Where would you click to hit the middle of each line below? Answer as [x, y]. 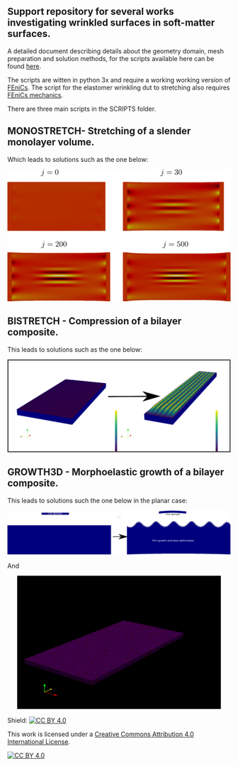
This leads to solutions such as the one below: [75, 349]
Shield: [17, 720]
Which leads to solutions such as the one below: [78, 159]
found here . [24, 66]
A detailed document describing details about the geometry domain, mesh [116, 51]
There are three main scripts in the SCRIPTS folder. [82, 109]
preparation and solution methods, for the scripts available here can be [111, 58]
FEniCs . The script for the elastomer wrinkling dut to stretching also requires [119, 87]
